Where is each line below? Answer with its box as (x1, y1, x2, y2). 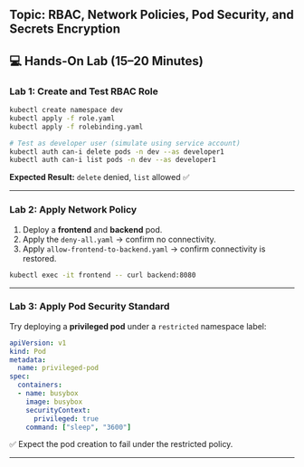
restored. (22, 253, 57, 263)
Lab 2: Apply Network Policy (9, 204, 138, 216)
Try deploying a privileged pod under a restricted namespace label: (9, 320, 267, 331)
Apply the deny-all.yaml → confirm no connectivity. (22, 233, 217, 244)
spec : (9, 372, 30, 381)
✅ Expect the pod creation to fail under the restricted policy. (9, 439, 233, 450)
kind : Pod (9, 347, 47, 356)
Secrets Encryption (9, 22, 120, 37)
